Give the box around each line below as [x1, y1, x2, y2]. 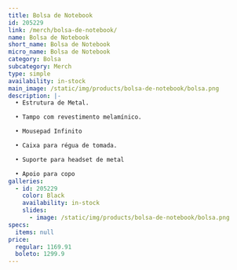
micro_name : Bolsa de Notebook [8, 48, 111, 56]
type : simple [8, 70, 51, 78]
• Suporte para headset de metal [15, 155, 125, 163]
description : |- [8, 92, 61, 100]
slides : [22, 206, 47, 214]
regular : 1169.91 [15, 243, 72, 251]
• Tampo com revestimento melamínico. [15, 113, 143, 122]
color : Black [22, 192, 65, 200]
